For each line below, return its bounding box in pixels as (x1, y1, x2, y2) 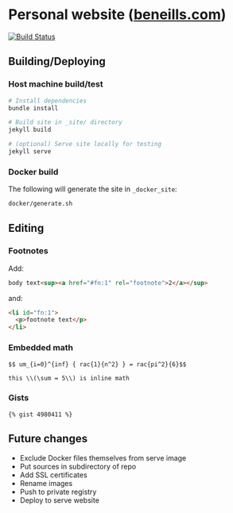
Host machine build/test (8, 79, 103, 90)
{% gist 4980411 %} (8, 411, 73, 418)
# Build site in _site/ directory (8, 118, 123, 126)
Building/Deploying (8, 55, 106, 68)
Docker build (8, 166, 59, 177)
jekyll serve (8, 148, 52, 156)
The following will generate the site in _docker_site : (8, 184, 177, 194)
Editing (8, 222, 45, 235)
